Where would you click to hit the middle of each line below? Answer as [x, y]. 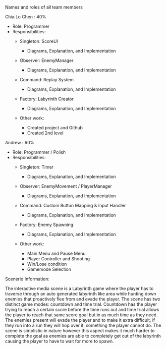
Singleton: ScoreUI [39, 41]
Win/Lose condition [47, 264]
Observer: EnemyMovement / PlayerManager [66, 186]
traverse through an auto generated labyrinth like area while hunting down [81, 294]
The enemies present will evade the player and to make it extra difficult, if [80, 320]
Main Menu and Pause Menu [56, 253]
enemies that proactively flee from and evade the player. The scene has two [83, 299]
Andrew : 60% [20, 143]
